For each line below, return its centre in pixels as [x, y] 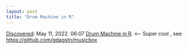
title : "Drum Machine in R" [40, 17]
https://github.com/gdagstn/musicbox [52, 40]
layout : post [22, 11]
